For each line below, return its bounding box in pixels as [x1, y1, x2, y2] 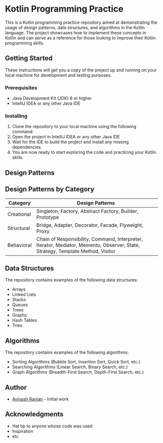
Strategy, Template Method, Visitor [36, 247, 115, 254]
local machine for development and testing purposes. [5, 72, 112, 78]
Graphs [12, 312, 27, 318]
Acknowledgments [5, 410, 64, 418]
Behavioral [7, 242, 32, 248]
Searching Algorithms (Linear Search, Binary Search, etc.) [12, 364, 128, 370]
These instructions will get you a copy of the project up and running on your [5, 67, 157, 73]
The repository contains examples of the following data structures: [5, 277, 138, 283]
